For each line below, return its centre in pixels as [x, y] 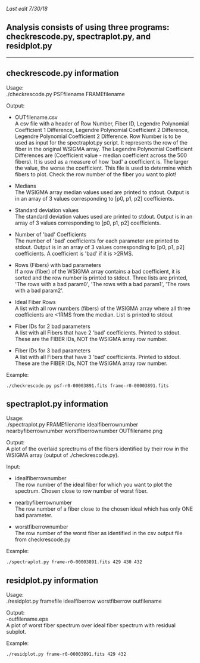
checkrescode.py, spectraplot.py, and [78, 37]
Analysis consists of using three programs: [88, 27]
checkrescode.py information [62, 73]
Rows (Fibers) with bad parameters [58, 265]
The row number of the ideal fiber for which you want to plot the [93, 485]
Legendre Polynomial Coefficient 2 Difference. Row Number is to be [98, 136]
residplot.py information [52, 580]
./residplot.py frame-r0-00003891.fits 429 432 [66, 654]
